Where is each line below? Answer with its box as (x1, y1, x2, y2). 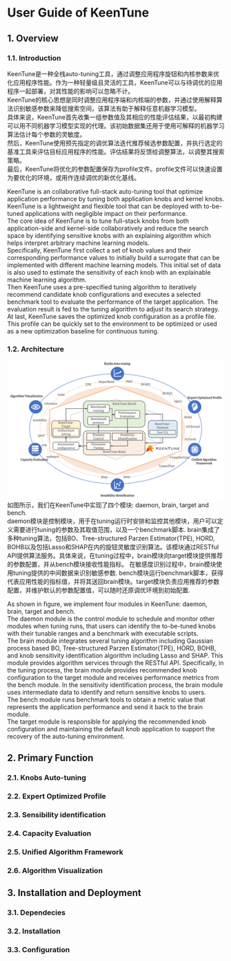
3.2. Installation (7, 926, 61, 936)
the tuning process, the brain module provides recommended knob (7, 666, 198, 675)
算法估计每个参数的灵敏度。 (7, 130, 86, 138)
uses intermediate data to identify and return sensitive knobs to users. (7, 688, 206, 697)
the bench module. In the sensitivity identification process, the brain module (7, 681, 223, 689)
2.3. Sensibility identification (7, 810, 106, 820)
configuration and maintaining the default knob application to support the (7, 725, 215, 733)
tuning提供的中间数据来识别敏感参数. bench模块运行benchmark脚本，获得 (12, 569, 224, 577)
